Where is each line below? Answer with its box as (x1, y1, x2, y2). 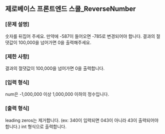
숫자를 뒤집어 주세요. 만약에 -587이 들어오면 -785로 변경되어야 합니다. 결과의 (5, 33, 155, 39)
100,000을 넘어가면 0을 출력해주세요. (18, 39, 91, 45)
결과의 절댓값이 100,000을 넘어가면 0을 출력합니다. (5, 65, 105, 71)
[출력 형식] (5, 105, 29, 112)
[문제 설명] (5, 21, 29, 28)
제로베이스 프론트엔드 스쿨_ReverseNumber (5, 4, 136, 13)
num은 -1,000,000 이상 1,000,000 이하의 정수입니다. (5, 91, 109, 97)
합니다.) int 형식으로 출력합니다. (5, 124, 66, 130)
